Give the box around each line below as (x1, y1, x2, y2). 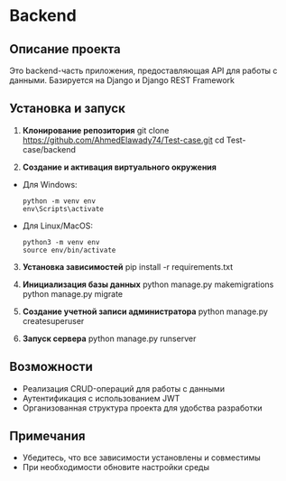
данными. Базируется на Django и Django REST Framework (9, 75, 235, 86)
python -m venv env (22, 196, 97, 206)
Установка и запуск (9, 101, 126, 116)
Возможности (9, 359, 93, 375)
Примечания (9, 429, 86, 444)
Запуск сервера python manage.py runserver (22, 333, 197, 344)
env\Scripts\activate (22, 204, 104, 213)
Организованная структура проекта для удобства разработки (22, 402, 263, 413)
